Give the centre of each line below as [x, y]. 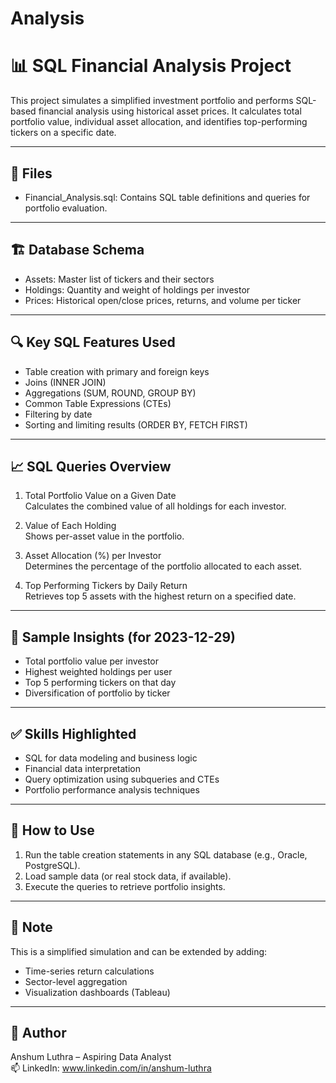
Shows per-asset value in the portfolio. [104, 536]
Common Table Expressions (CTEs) [98, 403]
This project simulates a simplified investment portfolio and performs [152, 101]
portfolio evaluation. [66, 208]
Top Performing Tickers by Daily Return [106, 586]
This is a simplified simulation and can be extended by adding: [139, 951]
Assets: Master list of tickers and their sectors [119, 279]
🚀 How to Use [52, 830]
